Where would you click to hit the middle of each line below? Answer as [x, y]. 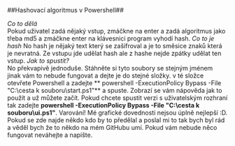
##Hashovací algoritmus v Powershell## [66, 10]
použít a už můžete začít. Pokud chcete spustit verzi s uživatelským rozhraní [117, 98]
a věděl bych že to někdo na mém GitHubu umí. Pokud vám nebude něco [112, 127]
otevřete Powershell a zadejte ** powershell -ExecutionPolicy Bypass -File [114, 83]
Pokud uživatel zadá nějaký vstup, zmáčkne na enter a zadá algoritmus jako [116, 31]
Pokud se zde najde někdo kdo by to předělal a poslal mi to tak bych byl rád [116, 120]
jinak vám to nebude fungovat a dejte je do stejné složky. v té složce [106, 75]
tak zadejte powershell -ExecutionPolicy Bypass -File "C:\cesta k [104, 105]
